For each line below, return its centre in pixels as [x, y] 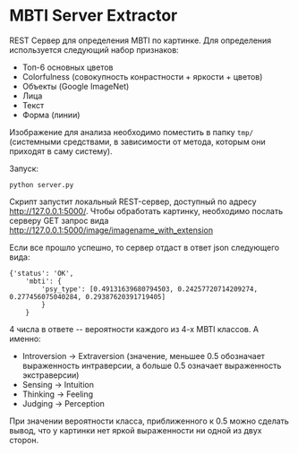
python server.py [42, 184]
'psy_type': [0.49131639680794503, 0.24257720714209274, [149, 289]
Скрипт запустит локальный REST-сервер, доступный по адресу [133, 201]
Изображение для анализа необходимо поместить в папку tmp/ [131, 132]
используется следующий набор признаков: [94, 49]
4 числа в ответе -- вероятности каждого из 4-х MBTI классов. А [134, 329]
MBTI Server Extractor [94, 16]
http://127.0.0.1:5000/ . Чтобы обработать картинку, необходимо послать [146, 210]
